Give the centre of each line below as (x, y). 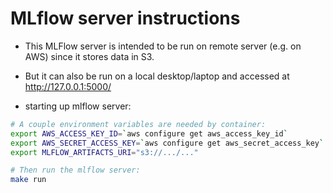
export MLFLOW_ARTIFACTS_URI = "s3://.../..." (104, 152)
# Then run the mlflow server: (75, 170)
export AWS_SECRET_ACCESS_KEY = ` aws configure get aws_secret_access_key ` (167, 143)
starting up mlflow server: (78, 106)
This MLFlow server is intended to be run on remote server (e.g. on (163, 46)
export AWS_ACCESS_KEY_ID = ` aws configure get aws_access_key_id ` (149, 133)
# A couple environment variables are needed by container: (138, 124)
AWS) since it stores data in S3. (89, 56)
